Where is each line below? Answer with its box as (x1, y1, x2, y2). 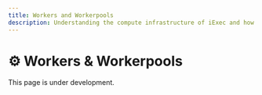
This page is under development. (8, 78, 115, 87)
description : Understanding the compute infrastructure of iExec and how (8, 19, 255, 26)
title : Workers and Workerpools (8, 11, 114, 19)
